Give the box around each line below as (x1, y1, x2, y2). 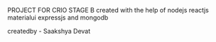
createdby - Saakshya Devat (7, 27, 91, 35)
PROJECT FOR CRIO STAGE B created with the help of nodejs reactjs (7, 6, 210, 14)
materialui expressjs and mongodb (7, 13, 109, 22)
